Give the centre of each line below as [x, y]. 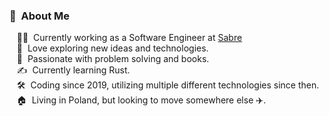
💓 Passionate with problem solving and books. [113, 59]
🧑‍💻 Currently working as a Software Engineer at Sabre [129, 38]
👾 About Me [40, 16]
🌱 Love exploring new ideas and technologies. [112, 48]
